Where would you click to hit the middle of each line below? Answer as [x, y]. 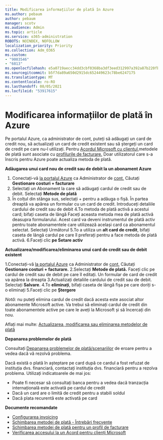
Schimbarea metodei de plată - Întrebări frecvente [62, 422]
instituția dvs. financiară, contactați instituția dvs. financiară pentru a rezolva [81, 368]
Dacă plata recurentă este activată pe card [55, 398]
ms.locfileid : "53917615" [31, 91]
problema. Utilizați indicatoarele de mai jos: [48, 373]
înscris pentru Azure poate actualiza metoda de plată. [59, 159]
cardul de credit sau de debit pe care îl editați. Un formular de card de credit [81, 275]
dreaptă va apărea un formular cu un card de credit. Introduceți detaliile [83, 204]
